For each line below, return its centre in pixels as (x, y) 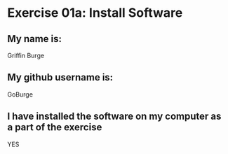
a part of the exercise (55, 127)
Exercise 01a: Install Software (95, 13)
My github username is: (60, 77)
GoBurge (20, 94)
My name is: (34, 39)
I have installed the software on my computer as (114, 117)
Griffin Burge (26, 55)
